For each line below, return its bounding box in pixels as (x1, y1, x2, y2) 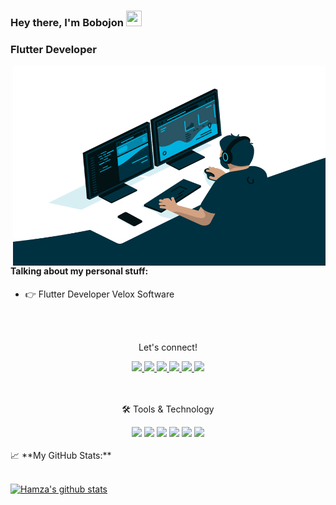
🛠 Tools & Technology (121, 403, 215, 415)
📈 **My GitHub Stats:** (10, 449, 112, 461)
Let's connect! (138, 341, 198, 353)
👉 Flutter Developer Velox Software (24, 288, 175, 300)
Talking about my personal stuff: (10, 265, 149, 277)
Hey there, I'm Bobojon (10, 15, 124, 29)
